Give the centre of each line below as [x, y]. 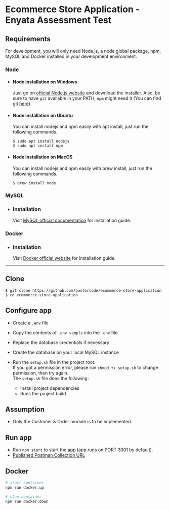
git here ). [22, 104]
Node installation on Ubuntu [43, 115]
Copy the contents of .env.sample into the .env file [65, 332]
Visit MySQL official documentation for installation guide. [72, 220]
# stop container [24, 497]
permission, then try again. [40, 373]
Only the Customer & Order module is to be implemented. [72, 422]
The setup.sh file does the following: [51, 378]
